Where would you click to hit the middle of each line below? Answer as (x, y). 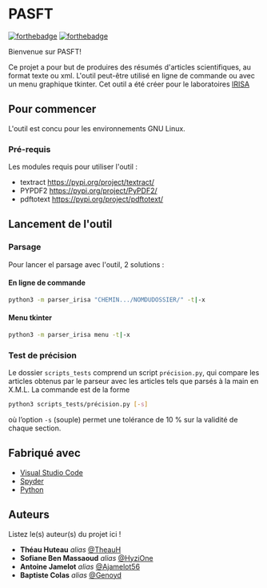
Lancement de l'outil (60, 224)
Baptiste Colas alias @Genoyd (71, 575)
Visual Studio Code (52, 472)
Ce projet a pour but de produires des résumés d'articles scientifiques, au (130, 67)
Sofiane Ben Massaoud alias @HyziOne (86, 558)
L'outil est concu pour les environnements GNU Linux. (97, 128)
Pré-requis (30, 149)
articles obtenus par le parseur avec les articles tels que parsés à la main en (133, 382)
